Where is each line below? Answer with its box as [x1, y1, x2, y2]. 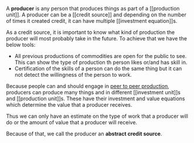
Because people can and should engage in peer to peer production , [6, 83, 170, 90]
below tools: [6, 41, 36, 48]
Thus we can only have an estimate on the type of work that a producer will [6, 113, 189, 120]
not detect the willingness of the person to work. [14, 71, 132, 78]
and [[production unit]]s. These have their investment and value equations [6, 95, 185, 102]
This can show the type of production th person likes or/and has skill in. [14, 59, 188, 66]
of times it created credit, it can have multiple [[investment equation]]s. [6, 18, 178, 24]
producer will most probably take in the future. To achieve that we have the [6, 35, 188, 42]
